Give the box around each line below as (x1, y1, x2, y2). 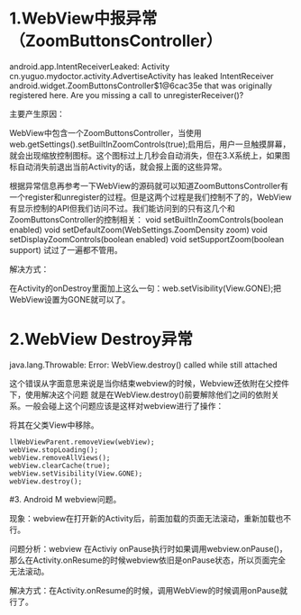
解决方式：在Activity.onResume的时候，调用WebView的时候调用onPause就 (9, 584, 288, 595)
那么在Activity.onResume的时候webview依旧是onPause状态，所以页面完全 (9, 555, 287, 565)
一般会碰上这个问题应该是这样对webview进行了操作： (24, 400, 224, 411)
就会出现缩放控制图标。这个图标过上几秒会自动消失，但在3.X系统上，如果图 (9, 149, 290, 160)
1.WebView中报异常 (9, 8, 158, 29)
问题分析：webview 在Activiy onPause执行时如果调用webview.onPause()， (9, 543, 288, 554)
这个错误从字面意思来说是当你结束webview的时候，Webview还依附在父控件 (9, 377, 290, 388)
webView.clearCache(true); (9, 461, 111, 470)
